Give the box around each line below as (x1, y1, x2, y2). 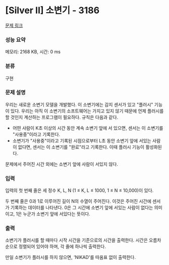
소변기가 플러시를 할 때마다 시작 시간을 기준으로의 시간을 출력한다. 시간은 (5, 237, 148, 243)
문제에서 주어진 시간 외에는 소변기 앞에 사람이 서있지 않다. (5, 161, 119, 167)
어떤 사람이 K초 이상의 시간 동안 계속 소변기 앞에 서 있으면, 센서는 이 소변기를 (12, 125, 163, 131)
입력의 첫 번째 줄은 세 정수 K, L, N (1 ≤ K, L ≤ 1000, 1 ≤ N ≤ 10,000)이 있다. (5, 187, 154, 194)
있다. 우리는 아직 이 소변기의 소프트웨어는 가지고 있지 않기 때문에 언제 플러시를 (10, 107, 164, 114)
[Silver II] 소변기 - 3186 (5, 5, 100, 16)
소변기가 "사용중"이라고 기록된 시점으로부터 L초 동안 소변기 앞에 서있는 (12, 137, 151, 143)
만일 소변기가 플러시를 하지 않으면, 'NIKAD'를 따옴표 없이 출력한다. (5, 254, 136, 260)
